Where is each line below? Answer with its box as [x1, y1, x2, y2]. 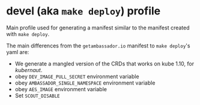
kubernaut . [14, 66, 43, 73]
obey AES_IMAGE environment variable [14, 85, 107, 92]
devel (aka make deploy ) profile [6, 4, 161, 18]
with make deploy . [6, 30, 50, 37]
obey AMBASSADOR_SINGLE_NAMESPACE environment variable [14, 79, 156, 86]
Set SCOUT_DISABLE [14, 92, 60, 99]
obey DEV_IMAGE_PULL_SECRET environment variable [14, 73, 139, 80]
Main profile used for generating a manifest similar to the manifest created [6, 24, 190, 31]
